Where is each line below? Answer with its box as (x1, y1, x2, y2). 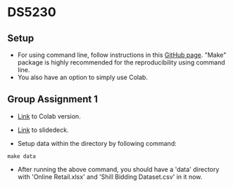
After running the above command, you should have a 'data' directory (17, 165, 220, 173)
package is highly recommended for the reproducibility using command (17, 58, 225, 67)
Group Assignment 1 (7, 93, 99, 105)
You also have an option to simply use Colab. (17, 73, 148, 81)
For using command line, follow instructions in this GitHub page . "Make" (17, 51, 227, 59)
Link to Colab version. (17, 112, 81, 120)
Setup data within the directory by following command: (17, 139, 177, 147)
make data (7, 152, 37, 160)
